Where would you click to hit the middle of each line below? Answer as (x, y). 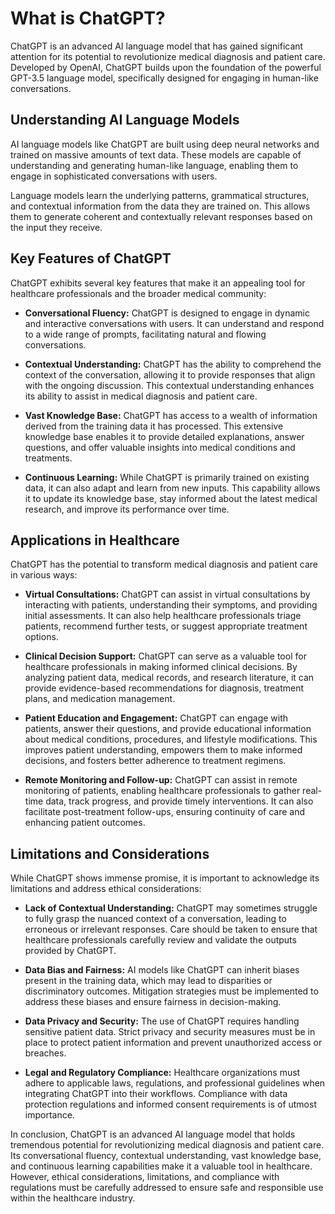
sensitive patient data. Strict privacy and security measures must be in (170, 1032)
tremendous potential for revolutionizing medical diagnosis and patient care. (167, 1145)
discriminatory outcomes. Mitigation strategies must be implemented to (171, 991)
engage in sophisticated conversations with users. (114, 176)
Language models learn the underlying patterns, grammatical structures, (160, 195)
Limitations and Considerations (110, 853)
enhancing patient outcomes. (85, 823)
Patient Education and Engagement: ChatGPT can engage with (156, 718)
